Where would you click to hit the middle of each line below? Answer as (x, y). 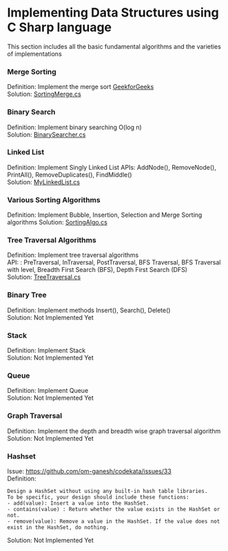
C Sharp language (60, 27)
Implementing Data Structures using (113, 13)
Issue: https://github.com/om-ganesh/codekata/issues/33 (90, 471)
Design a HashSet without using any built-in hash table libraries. (107, 491)
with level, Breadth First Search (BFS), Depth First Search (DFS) (97, 270)
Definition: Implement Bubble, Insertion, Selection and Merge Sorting (105, 215)
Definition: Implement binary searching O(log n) (75, 127)
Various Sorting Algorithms (54, 200)
